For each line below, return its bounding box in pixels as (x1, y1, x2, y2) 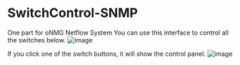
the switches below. (7, 35, 66, 44)
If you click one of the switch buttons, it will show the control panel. (7, 49, 206, 58)
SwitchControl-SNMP (7, 5, 138, 21)
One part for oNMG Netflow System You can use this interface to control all (7, 28, 229, 37)
